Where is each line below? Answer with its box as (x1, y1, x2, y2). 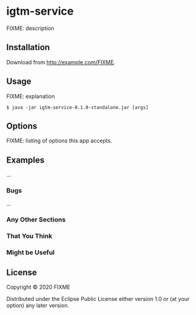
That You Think (6, 232, 53, 240)
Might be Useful (6, 248, 55, 257)
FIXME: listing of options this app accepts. (6, 137, 112, 144)
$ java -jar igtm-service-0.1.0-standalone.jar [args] (6, 104, 149, 111)
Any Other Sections (6, 215, 66, 224)
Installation (6, 42, 50, 53)
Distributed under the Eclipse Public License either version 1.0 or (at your (6, 295, 190, 303)
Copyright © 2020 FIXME (6, 283, 71, 291)
